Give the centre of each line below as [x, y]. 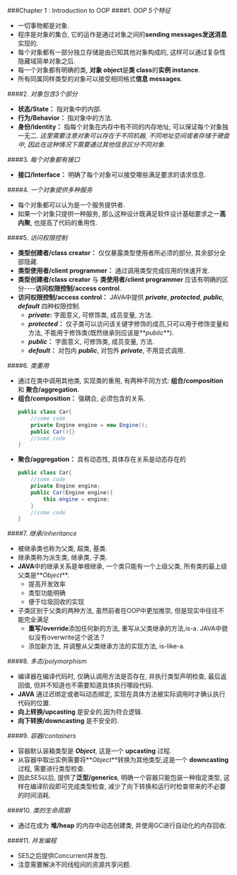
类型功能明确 [47, 593]
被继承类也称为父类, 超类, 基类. [62, 548]
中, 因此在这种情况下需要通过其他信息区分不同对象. [92, 145]
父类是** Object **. [43, 575]
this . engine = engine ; [77, 499]
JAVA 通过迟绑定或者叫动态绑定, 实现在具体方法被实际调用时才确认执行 [121, 694]
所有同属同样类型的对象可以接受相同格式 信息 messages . [100, 79]
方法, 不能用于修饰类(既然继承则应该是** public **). [101, 333]
